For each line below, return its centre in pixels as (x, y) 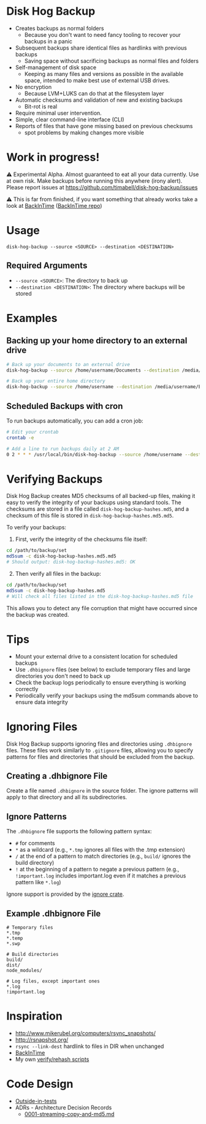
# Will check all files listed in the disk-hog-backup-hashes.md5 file (100, 596)
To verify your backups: (36, 527)
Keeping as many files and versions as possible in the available (104, 74)
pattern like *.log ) (38, 882)
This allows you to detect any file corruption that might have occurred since (102, 608)
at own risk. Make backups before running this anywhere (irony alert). (94, 181)
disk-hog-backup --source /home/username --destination (79, 387)
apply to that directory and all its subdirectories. (67, 797)
